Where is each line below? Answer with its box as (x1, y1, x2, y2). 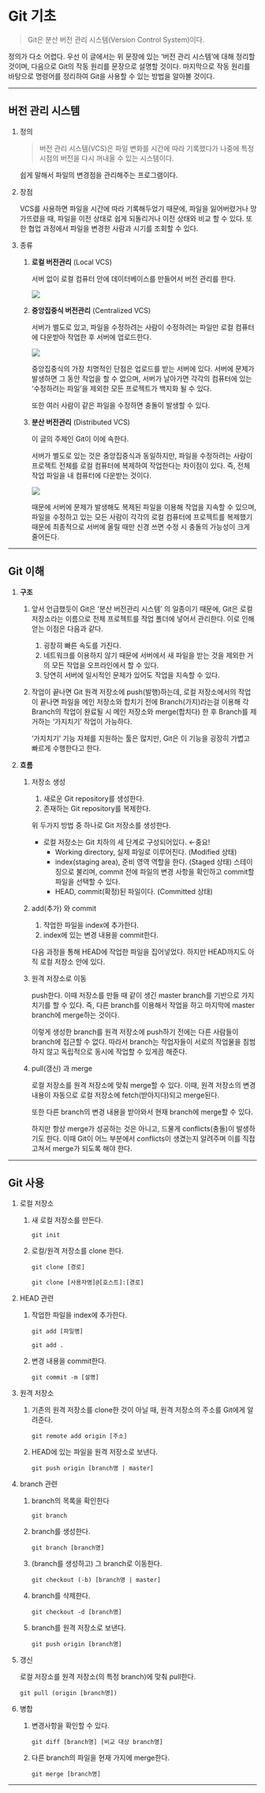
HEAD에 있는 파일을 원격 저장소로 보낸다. (31, 1448, 159, 1457)
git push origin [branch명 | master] (31, 1464, 154, 1473)
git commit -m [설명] (31, 1373, 100, 1382)
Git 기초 (8, 7, 57, 25)
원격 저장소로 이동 (31, 973, 87, 983)
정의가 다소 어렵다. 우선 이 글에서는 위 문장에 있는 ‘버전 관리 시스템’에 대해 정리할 (8, 51, 256, 61)
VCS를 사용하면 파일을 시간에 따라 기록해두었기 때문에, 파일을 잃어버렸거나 (19, 203, 249, 213)
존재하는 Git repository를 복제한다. (43, 803, 151, 813)
